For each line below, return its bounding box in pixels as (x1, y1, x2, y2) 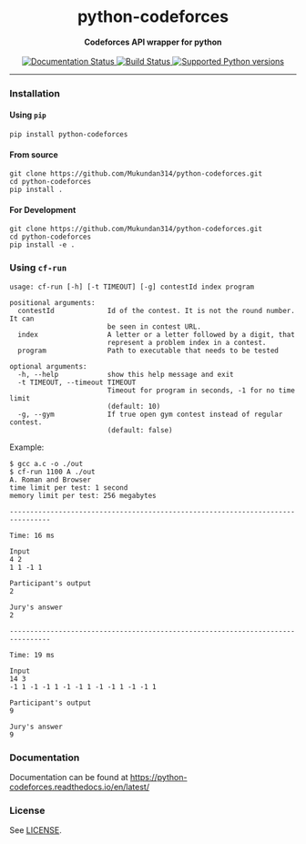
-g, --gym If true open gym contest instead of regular (17, 410, 283, 419)
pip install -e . (9, 240, 76, 249)
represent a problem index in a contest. (107, 338, 267, 347)
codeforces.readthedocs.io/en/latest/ (9, 781, 150, 793)
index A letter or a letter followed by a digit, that (17, 330, 296, 339)
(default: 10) (107, 402, 161, 411)
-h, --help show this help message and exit (17, 370, 234, 379)
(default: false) (107, 425, 173, 434)
